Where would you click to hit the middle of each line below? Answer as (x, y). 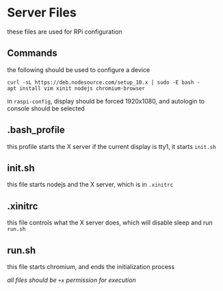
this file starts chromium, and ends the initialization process (91, 267)
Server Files (42, 13)
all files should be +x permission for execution (71, 280)
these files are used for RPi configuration (65, 32)
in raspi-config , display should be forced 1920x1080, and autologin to (106, 101)
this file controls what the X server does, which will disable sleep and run (110, 223)
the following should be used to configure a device (79, 69)
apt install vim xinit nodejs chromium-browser (76, 88)
